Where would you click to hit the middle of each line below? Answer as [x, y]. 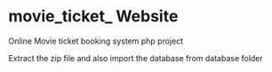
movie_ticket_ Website [93, 16]
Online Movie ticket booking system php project [96, 41]
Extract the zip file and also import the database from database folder [136, 58]
